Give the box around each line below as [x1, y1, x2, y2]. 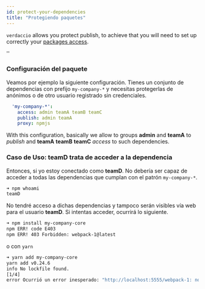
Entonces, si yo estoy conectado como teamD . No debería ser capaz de [6, 167, 188, 174]
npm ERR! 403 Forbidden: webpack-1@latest [6, 232, 116, 238]
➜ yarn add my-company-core [6, 254, 78, 260]
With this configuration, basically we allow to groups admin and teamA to [6, 132, 192, 139]
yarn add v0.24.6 [6, 260, 51, 266]
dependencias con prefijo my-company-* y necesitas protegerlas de [6, 85, 174, 92]
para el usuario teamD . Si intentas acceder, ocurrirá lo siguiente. [6, 209, 169, 216]
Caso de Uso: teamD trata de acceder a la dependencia [6, 153, 173, 162]
